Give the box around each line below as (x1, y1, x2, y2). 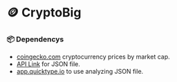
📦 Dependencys (6, 34, 64, 44)
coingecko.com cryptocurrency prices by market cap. (16, 52, 170, 61)
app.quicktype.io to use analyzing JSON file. (16, 68, 144, 76)
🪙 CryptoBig (6, 5, 82, 21)
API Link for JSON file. (16, 60, 80, 68)
